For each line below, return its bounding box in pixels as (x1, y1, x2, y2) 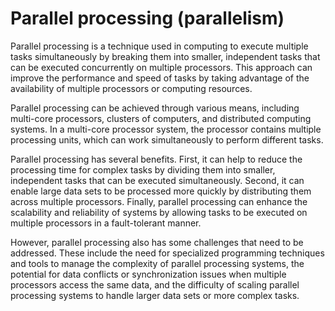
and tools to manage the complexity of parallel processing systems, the (10, 257, 305, 269)
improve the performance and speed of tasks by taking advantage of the (10, 72, 310, 84)
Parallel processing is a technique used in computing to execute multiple (10, 40, 309, 52)
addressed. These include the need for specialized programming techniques (10, 247, 325, 259)
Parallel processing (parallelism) (10, 7, 285, 30)
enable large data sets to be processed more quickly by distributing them (10, 185, 312, 197)
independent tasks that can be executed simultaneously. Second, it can (10, 174, 305, 186)
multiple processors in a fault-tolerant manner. (10, 217, 202, 229)
